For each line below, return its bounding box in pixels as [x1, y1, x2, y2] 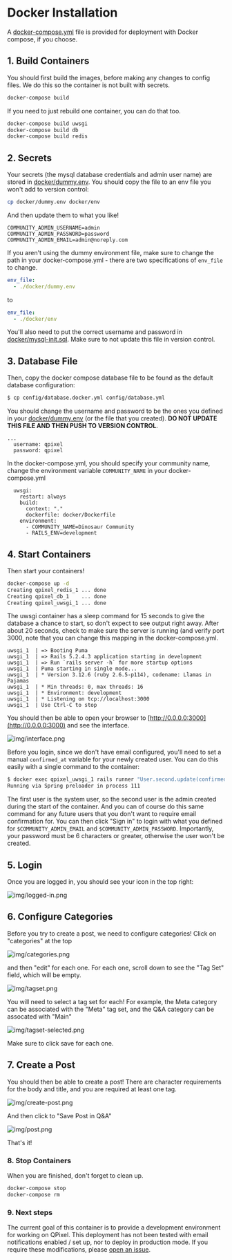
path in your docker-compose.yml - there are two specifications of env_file [7, 256, 223, 264]
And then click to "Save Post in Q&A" [7, 1111, 112, 1120]
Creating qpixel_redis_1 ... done [7, 586, 107, 593]
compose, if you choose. [7, 35, 78, 43]
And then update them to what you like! [7, 211, 119, 219]
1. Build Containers [7, 55, 90, 67]
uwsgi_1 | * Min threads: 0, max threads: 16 [7, 683, 144, 691]
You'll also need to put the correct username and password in [7, 328, 183, 336]
